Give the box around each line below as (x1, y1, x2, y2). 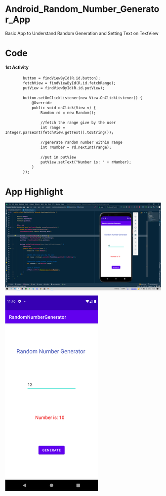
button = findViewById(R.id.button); (23, 76, 100, 81)
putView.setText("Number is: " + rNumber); (40, 160, 132, 165)
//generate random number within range (40, 140, 123, 145)
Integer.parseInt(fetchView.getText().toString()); (5, 130, 114, 135)
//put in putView (40, 155, 77, 160)
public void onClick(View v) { (31, 105, 96, 111)
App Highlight (5, 186, 63, 197)
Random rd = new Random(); (40, 110, 96, 116)
